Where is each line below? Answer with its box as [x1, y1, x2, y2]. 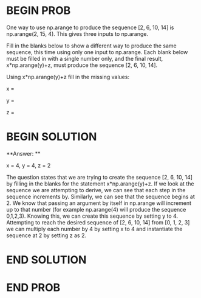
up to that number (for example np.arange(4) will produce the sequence [6, 206, 186, 213]
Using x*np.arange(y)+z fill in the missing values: [6, 73, 129, 80]
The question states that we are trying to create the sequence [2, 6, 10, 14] [6, 173, 193, 181]
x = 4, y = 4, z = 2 [6, 162, 51, 169]
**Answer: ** [6, 150, 41, 157]
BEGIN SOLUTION [6, 130, 97, 144]
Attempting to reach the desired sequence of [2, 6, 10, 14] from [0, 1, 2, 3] [6, 218, 190, 226]
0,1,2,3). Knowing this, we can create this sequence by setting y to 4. [6, 212, 178, 220]
